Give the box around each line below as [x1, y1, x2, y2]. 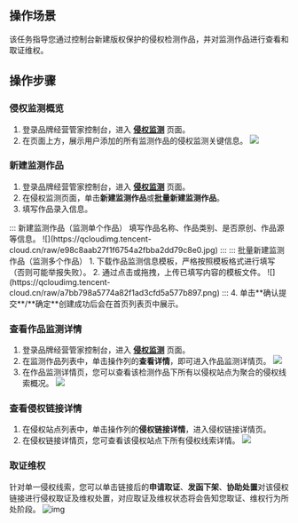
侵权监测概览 [9, 102, 65, 115]
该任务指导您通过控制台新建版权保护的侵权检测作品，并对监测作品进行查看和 [9, 34, 289, 44]
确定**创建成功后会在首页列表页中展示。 [35, 298, 184, 309]
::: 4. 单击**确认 [221, 287, 279, 297]
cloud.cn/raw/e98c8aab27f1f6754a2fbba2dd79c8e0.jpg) [9, 244, 219, 255]
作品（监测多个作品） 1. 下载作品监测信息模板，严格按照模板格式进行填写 [9, 256, 276, 266]
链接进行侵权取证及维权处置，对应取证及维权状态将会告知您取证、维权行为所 [9, 492, 289, 503]
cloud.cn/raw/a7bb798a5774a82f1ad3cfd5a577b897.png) [9, 287, 220, 297]
